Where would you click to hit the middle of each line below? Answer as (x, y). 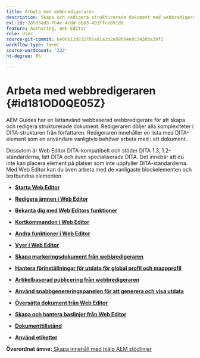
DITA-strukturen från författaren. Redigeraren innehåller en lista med (90, 132)
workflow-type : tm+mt (33, 45)
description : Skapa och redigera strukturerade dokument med (84, 17)
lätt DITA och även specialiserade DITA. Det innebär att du (113, 157)
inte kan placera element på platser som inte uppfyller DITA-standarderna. (97, 163)
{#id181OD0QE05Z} (56, 103)
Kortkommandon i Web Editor (52, 222)
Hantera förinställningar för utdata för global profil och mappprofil (98, 268)
